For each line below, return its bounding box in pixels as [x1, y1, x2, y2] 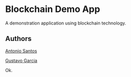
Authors [5, 34, 32, 43]
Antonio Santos [5, 47, 37, 53]
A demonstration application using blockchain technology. [5, 20, 126, 26]
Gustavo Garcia [5, 57, 37, 63]
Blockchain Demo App [5, 3, 100, 15]
